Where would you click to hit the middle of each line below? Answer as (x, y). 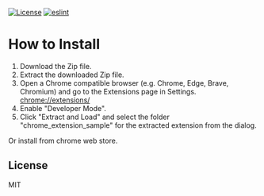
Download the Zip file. (55, 66)
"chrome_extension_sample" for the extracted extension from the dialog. (138, 125)
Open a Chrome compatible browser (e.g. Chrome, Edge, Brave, (124, 83)
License (28, 165)
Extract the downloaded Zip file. (72, 75)
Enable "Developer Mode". (63, 108)
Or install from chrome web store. (63, 140)
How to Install (54, 44)
